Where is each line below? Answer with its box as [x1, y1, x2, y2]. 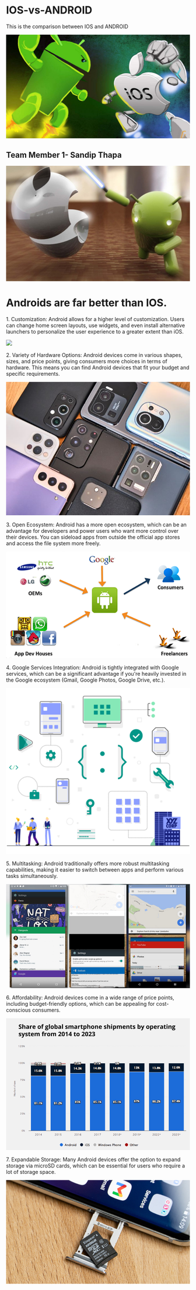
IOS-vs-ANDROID [6, 4, 93, 17]
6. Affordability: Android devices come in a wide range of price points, [6, 994, 174, 1001]
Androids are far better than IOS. [6, 297, 167, 309]
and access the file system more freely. [6, 540, 101, 547]
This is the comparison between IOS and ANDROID [6, 23, 128, 30]
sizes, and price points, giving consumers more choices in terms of [6, 358, 167, 365]
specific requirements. [6, 370, 60, 377]
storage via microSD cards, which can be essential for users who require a [6, 1162, 185, 1169]
